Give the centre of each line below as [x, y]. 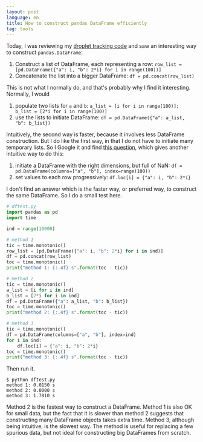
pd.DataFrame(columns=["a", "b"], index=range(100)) [83, 171]
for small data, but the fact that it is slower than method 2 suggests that [95, 414]
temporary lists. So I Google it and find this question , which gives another [98, 147]
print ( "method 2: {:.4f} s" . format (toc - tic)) [67, 312]
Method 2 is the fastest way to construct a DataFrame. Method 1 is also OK [99, 407]
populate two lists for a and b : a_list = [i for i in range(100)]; [97, 106]
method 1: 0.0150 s [31, 385]
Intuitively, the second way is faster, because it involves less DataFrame [95, 134]
